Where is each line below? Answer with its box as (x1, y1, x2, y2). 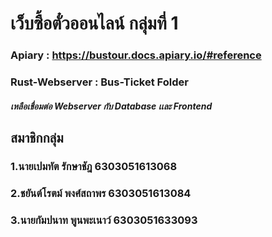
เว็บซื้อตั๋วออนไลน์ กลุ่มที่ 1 (10, 12, 179, 35)
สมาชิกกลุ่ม (10, 130, 64, 147)
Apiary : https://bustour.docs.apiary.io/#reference (10, 48, 262, 62)
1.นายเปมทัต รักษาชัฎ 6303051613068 (10, 159, 178, 173)
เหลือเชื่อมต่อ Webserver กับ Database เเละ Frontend (10, 100, 213, 112)
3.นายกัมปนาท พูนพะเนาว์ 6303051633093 (10, 213, 198, 227)
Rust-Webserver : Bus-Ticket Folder (10, 75, 189, 89)
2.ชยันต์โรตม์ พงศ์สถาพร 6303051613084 (10, 186, 192, 200)
